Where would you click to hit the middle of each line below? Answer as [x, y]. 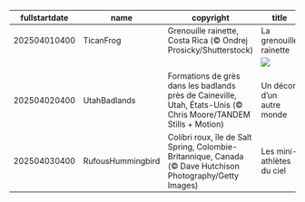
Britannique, [190, 156]
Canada [229, 156]
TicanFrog [102, 40]
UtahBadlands [109, 100]
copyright [211, 17]
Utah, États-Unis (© [205, 105]
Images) [183, 185]
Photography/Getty [203, 175]
